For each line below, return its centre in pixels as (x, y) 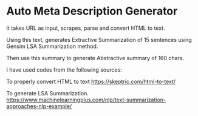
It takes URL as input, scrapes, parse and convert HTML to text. (86, 28)
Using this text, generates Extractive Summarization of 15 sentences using (99, 39)
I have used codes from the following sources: (64, 70)
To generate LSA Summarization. (48, 93)
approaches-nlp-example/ (39, 106)
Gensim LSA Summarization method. (52, 46)
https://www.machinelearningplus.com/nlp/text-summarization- (86, 100)
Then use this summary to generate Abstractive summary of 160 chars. (95, 58)
